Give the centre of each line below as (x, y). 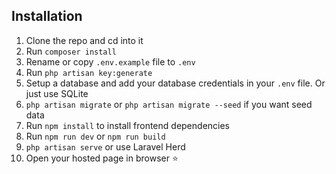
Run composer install (71, 51)
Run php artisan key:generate (89, 72)
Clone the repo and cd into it (84, 40)
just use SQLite (57, 93)
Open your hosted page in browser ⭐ (102, 158)
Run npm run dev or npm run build (95, 136)
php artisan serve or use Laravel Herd (105, 146)
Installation (47, 16)
